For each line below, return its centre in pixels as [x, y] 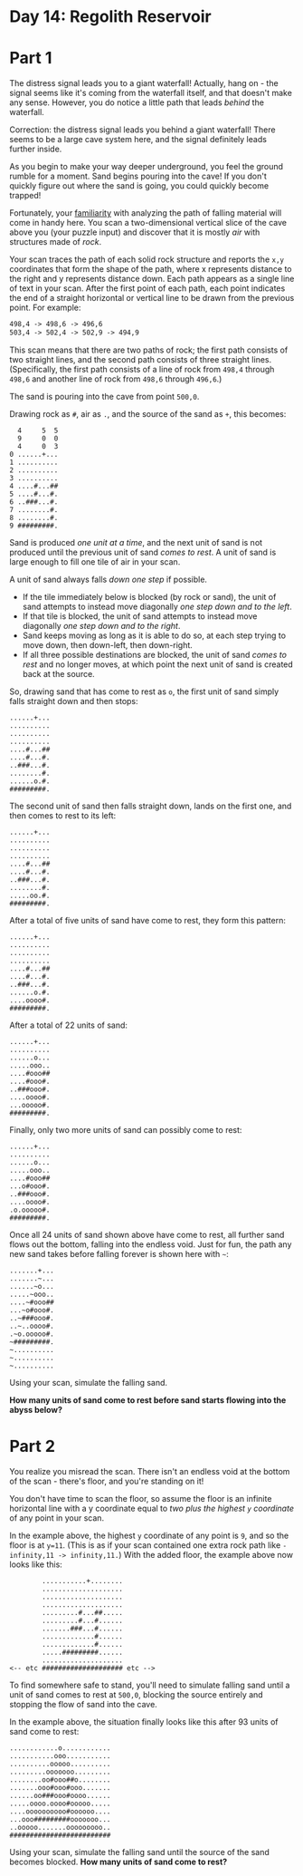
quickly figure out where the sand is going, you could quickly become [139, 186]
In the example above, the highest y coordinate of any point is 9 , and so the [149, 1535]
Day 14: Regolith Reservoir [110, 17]
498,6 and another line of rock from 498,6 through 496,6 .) [116, 379]
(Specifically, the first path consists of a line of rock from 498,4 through [142, 369]
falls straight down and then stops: [74, 701]
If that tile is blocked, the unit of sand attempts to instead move [140, 616]
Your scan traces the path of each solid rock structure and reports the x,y [147, 259]
